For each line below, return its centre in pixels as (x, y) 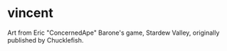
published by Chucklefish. (46, 40)
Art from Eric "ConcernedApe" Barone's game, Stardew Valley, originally (114, 33)
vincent (30, 13)
